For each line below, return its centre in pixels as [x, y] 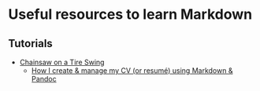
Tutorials [30, 44]
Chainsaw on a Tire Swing [62, 62]
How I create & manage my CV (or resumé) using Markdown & [132, 71]
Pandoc [44, 79]
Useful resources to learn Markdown [130, 15]
